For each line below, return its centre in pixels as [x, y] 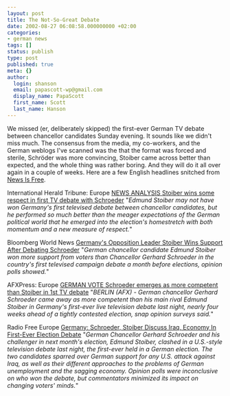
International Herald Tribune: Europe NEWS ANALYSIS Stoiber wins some [111, 193]
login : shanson [35, 84]
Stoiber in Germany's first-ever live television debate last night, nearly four [113, 306]
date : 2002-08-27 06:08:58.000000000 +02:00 [72, 26]
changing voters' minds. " [43, 385]
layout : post [26, 13]
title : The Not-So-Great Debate [53, 20]
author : [18, 77]
